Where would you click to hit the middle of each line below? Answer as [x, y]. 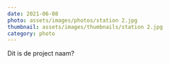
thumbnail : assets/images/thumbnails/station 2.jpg [85, 27]
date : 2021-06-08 [33, 14]
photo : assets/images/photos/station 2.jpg [73, 20]
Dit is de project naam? [41, 53]
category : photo [31, 33]
